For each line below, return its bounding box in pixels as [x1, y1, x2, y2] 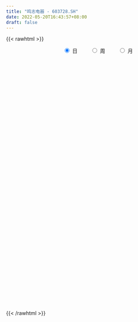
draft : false [6, 19, 38, 25]
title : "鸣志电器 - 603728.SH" [6, 8, 79, 15]
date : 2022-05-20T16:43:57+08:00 [6, 14, 87, 20]
